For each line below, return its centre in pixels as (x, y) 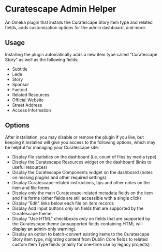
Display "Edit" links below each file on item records (63, 203)
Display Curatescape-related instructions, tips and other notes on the (81, 182)
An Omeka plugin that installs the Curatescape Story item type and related (79, 22)
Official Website (28, 100)
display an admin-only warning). (44, 229)
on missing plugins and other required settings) (59, 177)
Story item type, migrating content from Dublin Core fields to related (80, 239)
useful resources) (29, 167)
